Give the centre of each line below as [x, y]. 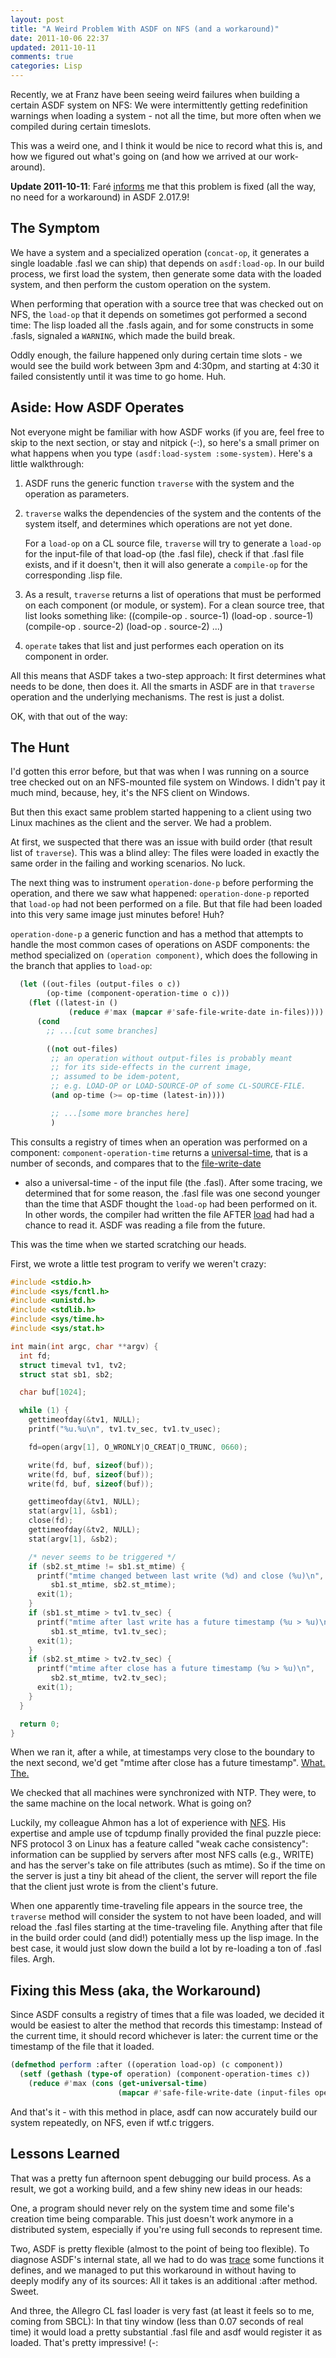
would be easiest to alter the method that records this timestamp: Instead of [166, 2025]
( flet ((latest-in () [73, 1003]
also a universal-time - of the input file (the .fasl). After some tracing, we [173, 1182]
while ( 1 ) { [44, 1411]
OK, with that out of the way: [69, 716]
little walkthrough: [47, 463]
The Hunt [40, 747]
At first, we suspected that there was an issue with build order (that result [161, 842]
